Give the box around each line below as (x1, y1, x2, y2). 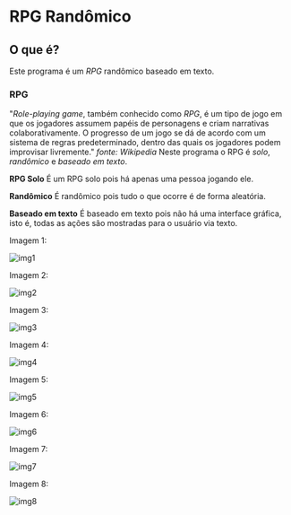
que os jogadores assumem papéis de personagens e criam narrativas (9, 118, 270, 129)
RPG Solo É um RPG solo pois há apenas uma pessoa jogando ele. (9, 173, 254, 185)
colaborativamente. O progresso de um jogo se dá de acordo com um (9, 127, 266, 138)
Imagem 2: (9, 270, 49, 281)
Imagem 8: (9, 478, 49, 490)
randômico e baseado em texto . (9, 156, 128, 167)
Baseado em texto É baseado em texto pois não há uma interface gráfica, (9, 208, 282, 219)
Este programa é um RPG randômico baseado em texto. (9, 65, 215, 76)
